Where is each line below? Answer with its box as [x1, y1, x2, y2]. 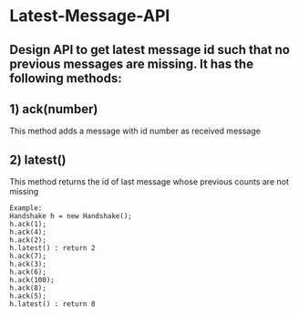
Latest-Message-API [9, 5, 170, 26]
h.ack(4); [9, 227, 47, 237]
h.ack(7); [9, 252, 47, 261]
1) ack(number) [9, 101, 98, 117]
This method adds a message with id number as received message [9, 125, 262, 137]
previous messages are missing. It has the [9, 56, 253, 71]
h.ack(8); [9, 284, 47, 293]
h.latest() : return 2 [9, 244, 96, 253]
